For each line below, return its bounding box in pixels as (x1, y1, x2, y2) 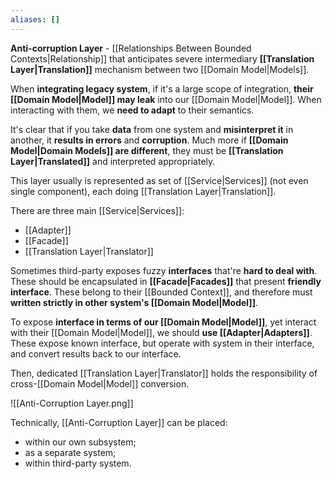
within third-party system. (24, 457, 132, 469)
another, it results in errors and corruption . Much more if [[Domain (10, 134, 289, 146)
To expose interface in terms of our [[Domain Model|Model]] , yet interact (10, 316, 317, 328)
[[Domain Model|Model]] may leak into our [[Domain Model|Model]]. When (10, 93, 322, 105)
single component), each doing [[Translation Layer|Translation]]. (10, 185, 277, 197)
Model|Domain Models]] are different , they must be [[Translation (10, 144, 284, 156)
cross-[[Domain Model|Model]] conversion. (10, 377, 190, 390)
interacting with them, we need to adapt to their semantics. (10, 104, 255, 116)
